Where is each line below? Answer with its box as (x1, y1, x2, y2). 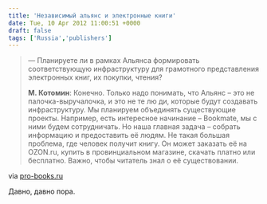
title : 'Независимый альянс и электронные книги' (8, 11, 177, 20)
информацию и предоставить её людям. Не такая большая (27, 131, 230, 140)
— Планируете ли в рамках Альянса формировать (27, 56, 200, 65)
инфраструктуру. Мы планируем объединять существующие (27, 105, 237, 115)
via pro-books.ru (8, 171, 64, 181)
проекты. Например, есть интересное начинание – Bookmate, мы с (27, 113, 257, 124)
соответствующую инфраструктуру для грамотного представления (27, 65, 260, 74)
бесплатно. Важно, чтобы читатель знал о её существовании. (27, 156, 239, 166)
